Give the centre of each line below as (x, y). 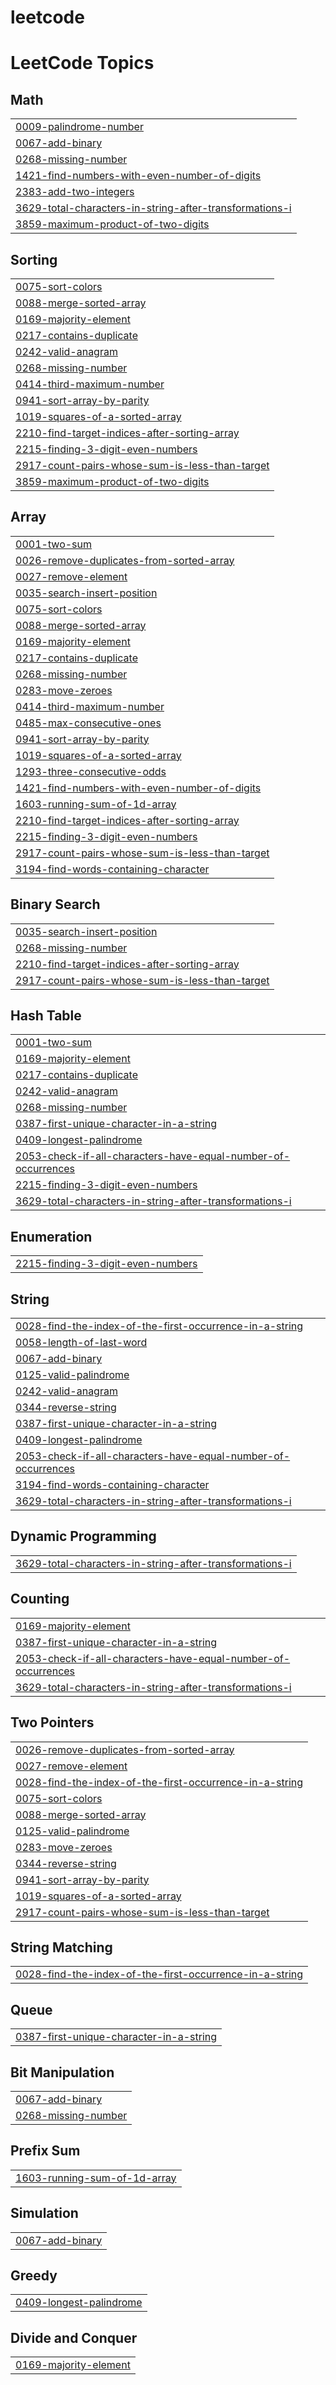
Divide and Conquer (74, 2337)
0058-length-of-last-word (81, 1343)
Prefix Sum (45, 2151)
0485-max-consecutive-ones (88, 723)
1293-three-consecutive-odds (91, 771)
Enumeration (51, 1236)
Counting (40, 1599)
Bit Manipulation (62, 2072)
